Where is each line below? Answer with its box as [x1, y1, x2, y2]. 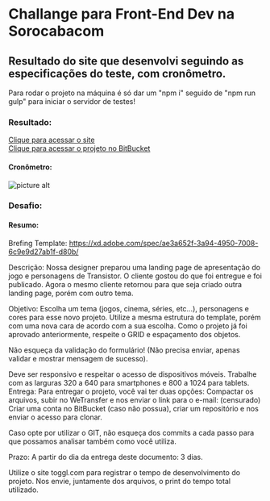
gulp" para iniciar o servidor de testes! [8, 97, 135, 106]
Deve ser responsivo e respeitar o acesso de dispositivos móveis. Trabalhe [8, 369, 257, 379]
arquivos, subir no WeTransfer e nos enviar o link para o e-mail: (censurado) [8, 395, 261, 404]
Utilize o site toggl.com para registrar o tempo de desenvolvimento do [8, 467, 240, 477]
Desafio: [8, 200, 43, 211]
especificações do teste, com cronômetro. [8, 66, 226, 81]
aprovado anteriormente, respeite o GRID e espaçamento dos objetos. [8, 329, 241, 339]
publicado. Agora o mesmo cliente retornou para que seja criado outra [8, 279, 243, 289]
